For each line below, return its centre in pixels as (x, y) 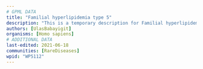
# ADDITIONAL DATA (29, 40)
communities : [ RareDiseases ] (43, 51)
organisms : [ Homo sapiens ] (40, 34)
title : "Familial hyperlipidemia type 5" (59, 17)
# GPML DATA (21, 12)
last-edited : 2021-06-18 (37, 46)
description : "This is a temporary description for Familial (85, 23)
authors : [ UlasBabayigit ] (39, 28)
